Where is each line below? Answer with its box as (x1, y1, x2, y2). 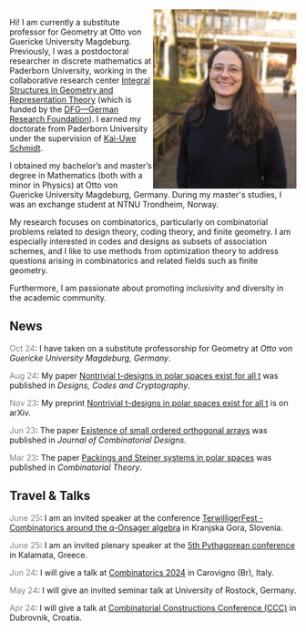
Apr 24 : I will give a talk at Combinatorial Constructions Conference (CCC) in (9, 602, 297, 613)
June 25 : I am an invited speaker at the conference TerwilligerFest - (9, 512, 264, 523)
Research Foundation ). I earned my (9, 114, 141, 124)
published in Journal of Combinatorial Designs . (9, 434, 187, 445)
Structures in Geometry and (9, 85, 114, 95)
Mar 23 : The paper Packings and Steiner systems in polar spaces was (9, 452, 272, 463)
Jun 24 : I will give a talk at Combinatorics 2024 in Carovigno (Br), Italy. (9, 566, 275, 577)
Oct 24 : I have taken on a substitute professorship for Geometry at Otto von (9, 342, 293, 353)
